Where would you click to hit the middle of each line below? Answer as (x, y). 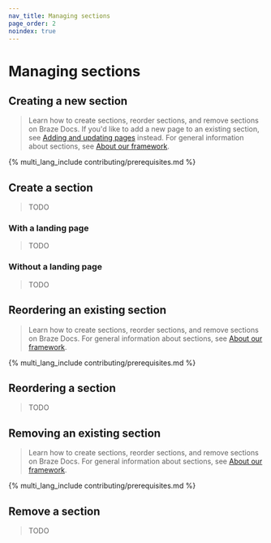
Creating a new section (68, 101)
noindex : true (32, 31)
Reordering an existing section (87, 310)
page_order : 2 (32, 24)
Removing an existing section (84, 433)
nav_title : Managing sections (60, 16)
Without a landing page (56, 267)
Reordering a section (62, 388)
